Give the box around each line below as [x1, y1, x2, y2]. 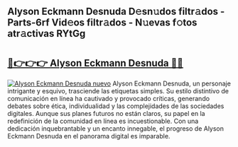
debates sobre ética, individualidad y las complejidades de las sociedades [7, 102, 225, 110]
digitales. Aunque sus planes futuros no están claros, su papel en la [7, 110, 205, 117]
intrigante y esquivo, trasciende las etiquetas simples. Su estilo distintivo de [7, 87, 229, 95]
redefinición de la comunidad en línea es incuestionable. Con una [7, 117, 199, 125]
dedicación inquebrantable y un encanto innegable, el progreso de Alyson [7, 124, 225, 133]
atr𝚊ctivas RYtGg [7, 28, 86, 40]
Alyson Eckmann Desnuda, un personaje [112, 79, 231, 88]
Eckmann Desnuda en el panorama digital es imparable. [7, 132, 171, 140]
